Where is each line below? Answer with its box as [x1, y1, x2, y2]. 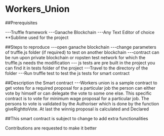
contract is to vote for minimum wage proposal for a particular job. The [5, 95, 149, 102]
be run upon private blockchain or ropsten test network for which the [5, 54, 146, 60]
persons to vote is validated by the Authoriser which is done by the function [5, 101, 160, 106]
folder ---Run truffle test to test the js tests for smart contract [5, 70, 130, 76]
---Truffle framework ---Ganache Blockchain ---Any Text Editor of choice [5, 29, 155, 35]
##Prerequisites [5, 20, 38, 26]
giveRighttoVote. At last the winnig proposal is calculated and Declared [5, 106, 149, 112]
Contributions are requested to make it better [5, 125, 97, 131]
